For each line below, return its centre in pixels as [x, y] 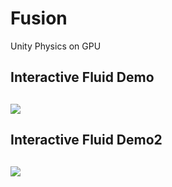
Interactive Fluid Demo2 [86, 140]
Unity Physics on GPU [56, 46]
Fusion [39, 18]
